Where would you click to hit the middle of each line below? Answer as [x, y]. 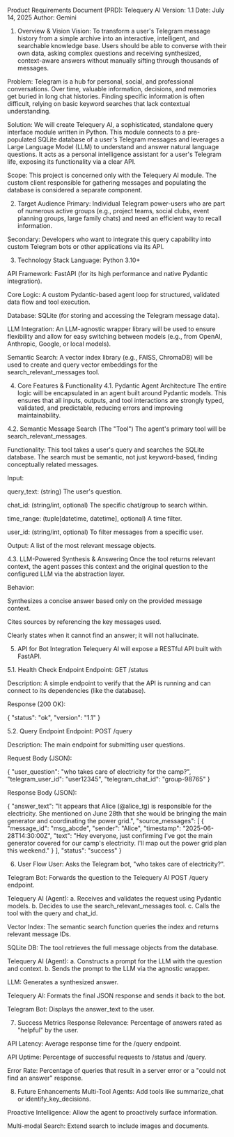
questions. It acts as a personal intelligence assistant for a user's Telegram [114, 154]
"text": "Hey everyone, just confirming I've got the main [133, 835]
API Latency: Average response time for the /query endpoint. [94, 1044]
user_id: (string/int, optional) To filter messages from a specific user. [106, 532]
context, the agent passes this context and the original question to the [108, 566]
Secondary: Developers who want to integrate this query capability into [109, 239]
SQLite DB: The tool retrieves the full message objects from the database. [113, 948]
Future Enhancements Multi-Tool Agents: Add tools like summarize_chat [120, 1091]
